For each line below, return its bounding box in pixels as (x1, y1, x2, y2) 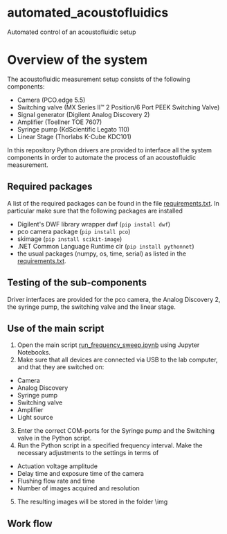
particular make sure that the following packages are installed (7, 206, 183, 215)
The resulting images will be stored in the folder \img (17, 497, 168, 506)
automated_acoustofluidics (7, 5, 169, 21)
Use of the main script (7, 322, 105, 334)
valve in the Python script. (17, 434, 92, 443)
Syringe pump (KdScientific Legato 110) (17, 125, 130, 133)
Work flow (7, 517, 53, 529)
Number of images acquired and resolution (17, 484, 140, 492)
